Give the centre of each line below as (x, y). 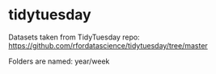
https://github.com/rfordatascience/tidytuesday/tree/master (108, 45)
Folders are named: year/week (59, 61)
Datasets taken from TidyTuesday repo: (74, 37)
